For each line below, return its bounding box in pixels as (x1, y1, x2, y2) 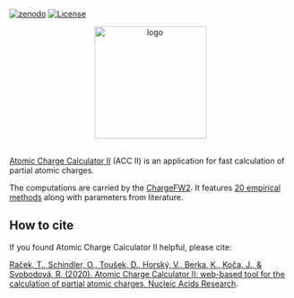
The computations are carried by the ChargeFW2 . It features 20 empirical (9, 182, 281, 193)
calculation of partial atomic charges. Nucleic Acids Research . (9, 278, 239, 289)
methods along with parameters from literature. (9, 192, 184, 202)
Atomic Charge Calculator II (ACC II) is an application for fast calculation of (9, 155, 285, 166)
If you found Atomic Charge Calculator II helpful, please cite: (9, 241, 232, 252)
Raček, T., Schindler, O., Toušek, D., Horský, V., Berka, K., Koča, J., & (9, 259, 263, 269)
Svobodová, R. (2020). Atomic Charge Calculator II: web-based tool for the (9, 268, 285, 279)
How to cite (9, 218, 74, 233)
